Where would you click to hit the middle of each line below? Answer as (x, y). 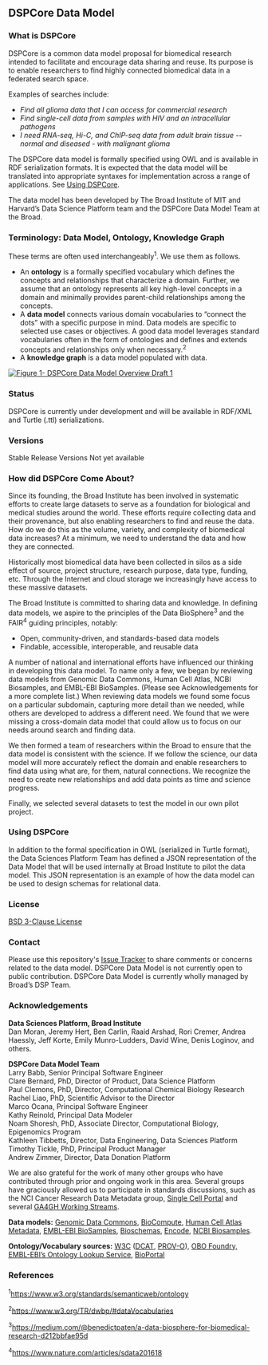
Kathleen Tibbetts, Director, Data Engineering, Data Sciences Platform (123, 1140)
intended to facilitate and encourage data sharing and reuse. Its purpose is (131, 61)
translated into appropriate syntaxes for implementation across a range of (129, 176)
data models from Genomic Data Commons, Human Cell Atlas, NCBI (120, 679)
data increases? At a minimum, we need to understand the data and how (127, 539)
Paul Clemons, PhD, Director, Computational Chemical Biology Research (126, 1089)
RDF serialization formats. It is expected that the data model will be (118, 168)
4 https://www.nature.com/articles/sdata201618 (85, 1351)
